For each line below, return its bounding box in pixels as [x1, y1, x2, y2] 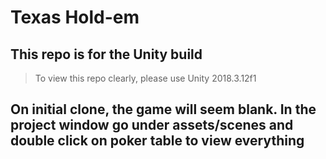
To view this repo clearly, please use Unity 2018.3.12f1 [34, 72, 257, 84]
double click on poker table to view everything [10, 132, 305, 150]
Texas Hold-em [10, 6, 140, 29]
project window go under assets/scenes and [10, 117, 294, 134]
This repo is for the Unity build [10, 46, 203, 63]
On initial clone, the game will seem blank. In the [10, 101, 317, 118]
